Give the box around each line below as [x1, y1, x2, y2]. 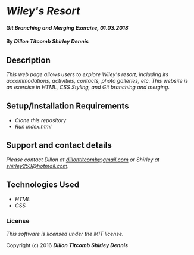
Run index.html [14, 123, 52, 130]
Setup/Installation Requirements [6, 101, 129, 111]
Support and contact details [6, 140, 112, 150]
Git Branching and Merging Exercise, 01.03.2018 [6, 24, 129, 31]
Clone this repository [14, 117, 67, 123]
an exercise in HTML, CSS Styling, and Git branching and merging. [6, 83, 170, 91]
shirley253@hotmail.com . [6, 162, 70, 169]
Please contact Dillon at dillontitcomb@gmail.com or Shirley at [6, 156, 160, 163]
